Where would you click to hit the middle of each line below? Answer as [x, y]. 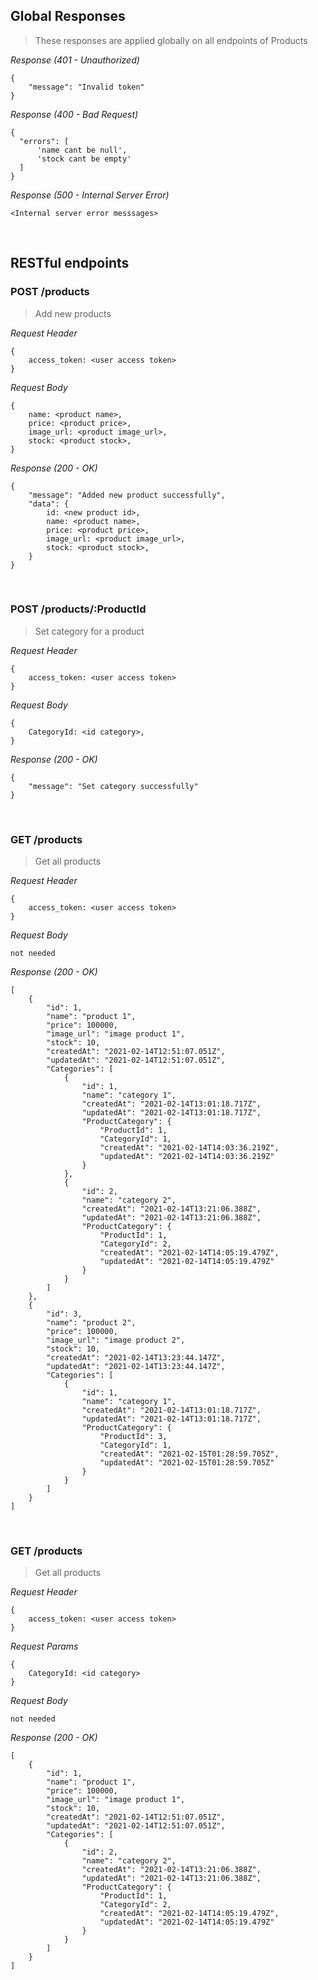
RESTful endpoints [70, 263]
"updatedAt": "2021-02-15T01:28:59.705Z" [187, 1463]
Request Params [44, 1646]
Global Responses [68, 16]
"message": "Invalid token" [86, 87]
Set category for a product [89, 631]
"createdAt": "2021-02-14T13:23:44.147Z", [136, 1358]
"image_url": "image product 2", [116, 1340]
